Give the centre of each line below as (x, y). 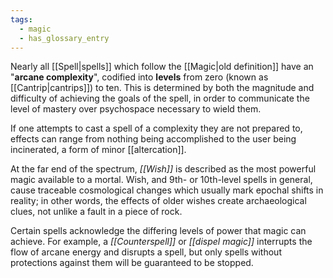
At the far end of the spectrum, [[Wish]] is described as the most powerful (163, 169)
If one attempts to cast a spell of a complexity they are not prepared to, (156, 128)
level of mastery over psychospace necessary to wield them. (136, 109)
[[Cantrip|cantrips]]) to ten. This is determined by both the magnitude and (162, 88)
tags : (21, 19)
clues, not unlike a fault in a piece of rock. (96, 212)
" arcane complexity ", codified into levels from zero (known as (139, 77)
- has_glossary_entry (64, 38)
